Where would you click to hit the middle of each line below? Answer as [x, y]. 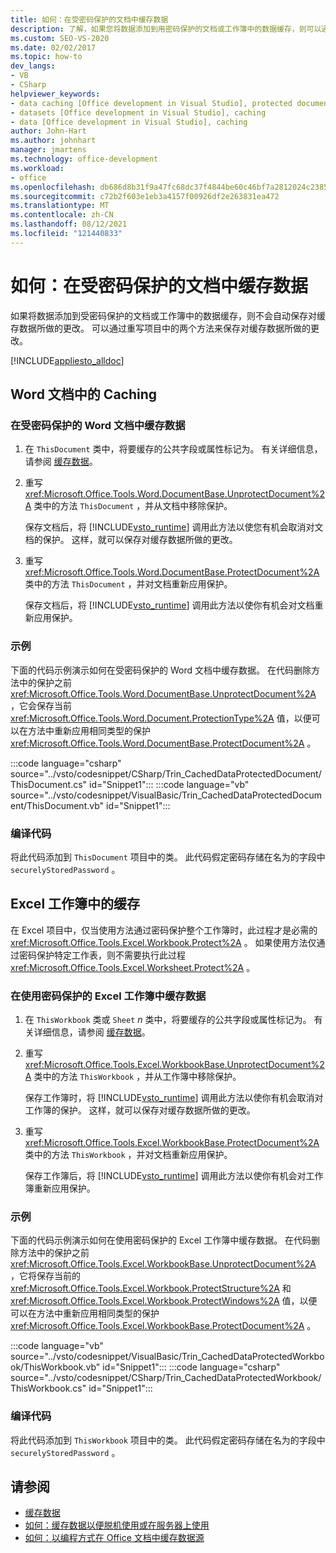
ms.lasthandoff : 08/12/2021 [69, 224]
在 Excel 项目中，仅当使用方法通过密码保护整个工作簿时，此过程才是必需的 [164, 930]
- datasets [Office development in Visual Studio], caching [138, 112]
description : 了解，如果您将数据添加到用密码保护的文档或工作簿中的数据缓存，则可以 [166, 29]
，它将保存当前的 [45, 1276]
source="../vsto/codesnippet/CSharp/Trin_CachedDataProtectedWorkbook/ [166, 1378]
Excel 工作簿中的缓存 [75, 904]
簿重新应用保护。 [60, 1188]
